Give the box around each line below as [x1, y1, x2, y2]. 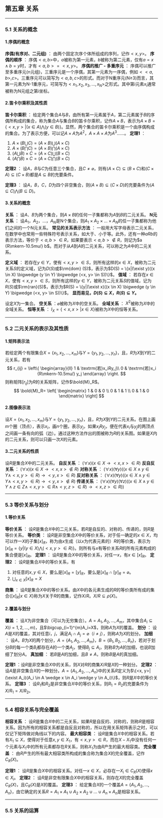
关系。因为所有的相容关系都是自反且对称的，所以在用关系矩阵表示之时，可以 [5, 724, 158, 730]
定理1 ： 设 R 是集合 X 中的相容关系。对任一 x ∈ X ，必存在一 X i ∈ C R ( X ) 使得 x [5, 768, 153, 775]
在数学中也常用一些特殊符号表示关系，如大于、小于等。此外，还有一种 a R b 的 [5, 231, 158, 237]
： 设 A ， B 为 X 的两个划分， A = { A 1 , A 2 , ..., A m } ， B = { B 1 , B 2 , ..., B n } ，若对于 [5, 638, 152, 644]
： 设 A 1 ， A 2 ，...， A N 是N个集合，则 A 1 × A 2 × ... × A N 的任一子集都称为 [14, 218, 152, 225]
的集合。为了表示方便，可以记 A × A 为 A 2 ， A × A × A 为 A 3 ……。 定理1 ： [5, 129, 146, 136]
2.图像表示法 [5, 405, 31, 410]
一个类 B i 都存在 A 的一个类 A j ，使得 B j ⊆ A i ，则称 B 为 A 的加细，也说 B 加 [20, 644, 155, 652]
